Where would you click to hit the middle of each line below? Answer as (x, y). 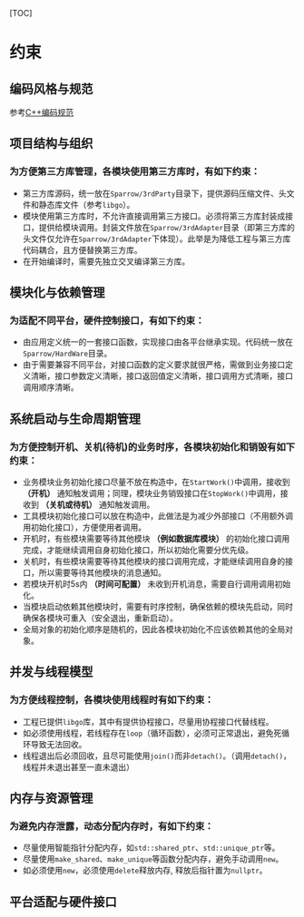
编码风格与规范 (51, 88)
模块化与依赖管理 (57, 293)
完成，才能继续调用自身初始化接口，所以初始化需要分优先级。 (138, 550)
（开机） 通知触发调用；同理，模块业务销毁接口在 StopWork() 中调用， (152, 493)
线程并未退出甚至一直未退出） (78, 766)
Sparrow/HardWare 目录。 (67, 354)
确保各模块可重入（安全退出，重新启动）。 (100, 618)
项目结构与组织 (51, 144)
